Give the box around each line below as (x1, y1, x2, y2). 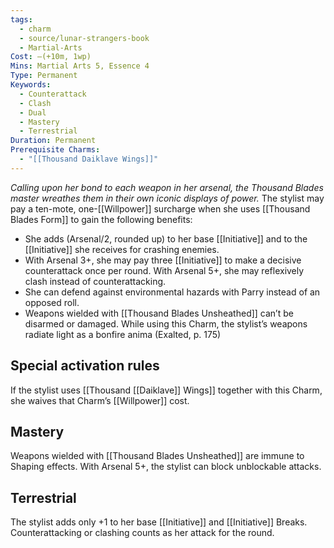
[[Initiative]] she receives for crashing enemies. (24, 243, 220, 255)
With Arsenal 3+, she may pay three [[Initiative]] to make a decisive (24, 254, 302, 266)
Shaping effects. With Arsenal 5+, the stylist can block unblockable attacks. (10, 461, 322, 473)
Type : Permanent (10, 71, 78, 81)
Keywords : (10, 80, 52, 90)
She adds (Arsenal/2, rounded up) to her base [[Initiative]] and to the (24, 232, 308, 245)
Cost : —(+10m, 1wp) (10, 52, 92, 62)
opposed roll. (24, 296, 80, 308)
